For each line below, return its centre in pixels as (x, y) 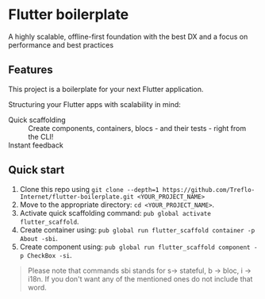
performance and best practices (61, 44)
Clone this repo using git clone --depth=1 (89, 189)
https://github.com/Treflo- (209, 190)
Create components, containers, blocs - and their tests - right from (137, 128)
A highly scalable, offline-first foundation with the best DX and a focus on (128, 36)
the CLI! (41, 136)
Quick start (36, 170)
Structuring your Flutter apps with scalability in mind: (94, 104)
